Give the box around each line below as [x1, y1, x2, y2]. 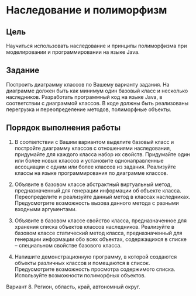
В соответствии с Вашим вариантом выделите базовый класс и [14, 138, 174, 145]
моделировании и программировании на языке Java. [6, 49, 140, 56]
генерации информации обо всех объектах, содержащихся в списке [14, 235, 187, 243]
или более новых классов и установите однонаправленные [14, 157, 164, 164]
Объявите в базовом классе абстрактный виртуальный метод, [14, 181, 172, 188]
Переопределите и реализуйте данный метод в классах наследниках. [14, 193, 191, 200]
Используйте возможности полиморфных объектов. [14, 271, 146, 278]
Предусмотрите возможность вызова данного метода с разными [14, 199, 180, 206]
